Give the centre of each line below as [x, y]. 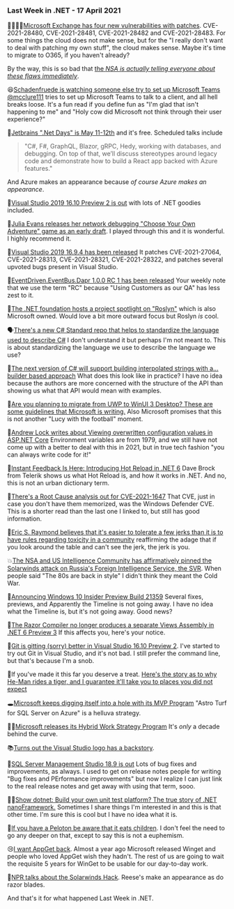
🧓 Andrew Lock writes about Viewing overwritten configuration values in [110, 433]
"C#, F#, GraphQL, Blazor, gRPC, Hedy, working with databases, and [123, 146]
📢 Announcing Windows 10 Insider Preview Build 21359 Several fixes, [106, 597]
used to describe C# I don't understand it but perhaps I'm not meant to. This [117, 340]
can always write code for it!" [49, 454]
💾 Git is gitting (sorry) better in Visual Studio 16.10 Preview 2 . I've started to [114, 646]
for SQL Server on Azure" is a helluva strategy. [74, 713]
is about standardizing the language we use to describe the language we [111, 348]
